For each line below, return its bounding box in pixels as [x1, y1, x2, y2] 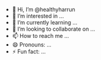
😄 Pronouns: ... [12, 41, 52, 48]
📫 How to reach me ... [12, 32, 69, 39]
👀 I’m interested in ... [12, 12, 64, 20]
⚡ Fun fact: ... [12, 48, 46, 55]
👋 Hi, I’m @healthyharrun [12, 6, 75, 13]
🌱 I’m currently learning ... [12, 19, 78, 26]
